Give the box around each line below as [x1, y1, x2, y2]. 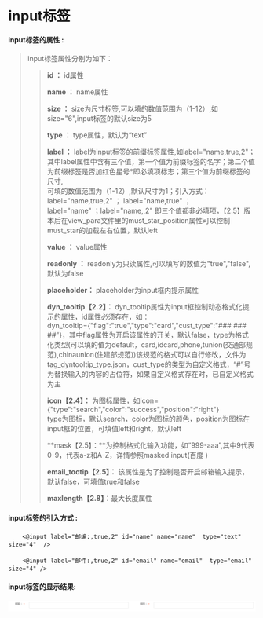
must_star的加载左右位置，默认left [46, 225, 159, 236]
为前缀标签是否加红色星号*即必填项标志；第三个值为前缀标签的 [46, 166, 250, 177]
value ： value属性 [46, 243, 108, 252]
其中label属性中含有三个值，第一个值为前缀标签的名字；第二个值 [46, 157, 255, 166]
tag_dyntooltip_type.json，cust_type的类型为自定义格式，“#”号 [46, 360, 251, 369]
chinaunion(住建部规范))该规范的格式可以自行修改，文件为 [58, 350, 247, 360]
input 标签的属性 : [8, 35, 64, 44]
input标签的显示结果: [8, 582, 76, 591]
